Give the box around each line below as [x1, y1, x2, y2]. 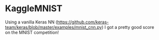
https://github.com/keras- [57, 19, 109, 25]
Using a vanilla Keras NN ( [5, 19, 57, 25]
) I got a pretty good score [102, 24, 155, 30]
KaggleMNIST [5, 3, 63, 14]
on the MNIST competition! [5, 29, 59, 35]
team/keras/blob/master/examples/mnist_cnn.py [5, 24, 102, 30]
